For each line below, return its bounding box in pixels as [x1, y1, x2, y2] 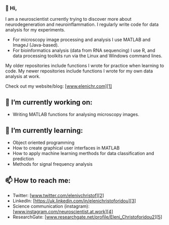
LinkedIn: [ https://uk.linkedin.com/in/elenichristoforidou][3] [12, 198, 137, 204]
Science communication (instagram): [12, 203, 90, 209]
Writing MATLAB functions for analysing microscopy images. [12, 111, 140, 118]
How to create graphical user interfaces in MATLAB [12, 144, 120, 151]
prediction [12, 156, 34, 162]
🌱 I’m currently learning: [5, 126, 83, 135]
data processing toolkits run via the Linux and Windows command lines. [12, 53, 163, 59]
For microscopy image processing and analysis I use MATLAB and [12, 36, 151, 43]
